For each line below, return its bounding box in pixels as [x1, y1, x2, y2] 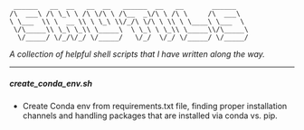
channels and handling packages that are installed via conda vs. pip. [22, 110, 278, 121]
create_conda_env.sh [9, 78, 93, 88]
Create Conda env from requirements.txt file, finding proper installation [22, 100, 288, 111]
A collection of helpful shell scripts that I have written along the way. [9, 49, 265, 60]
